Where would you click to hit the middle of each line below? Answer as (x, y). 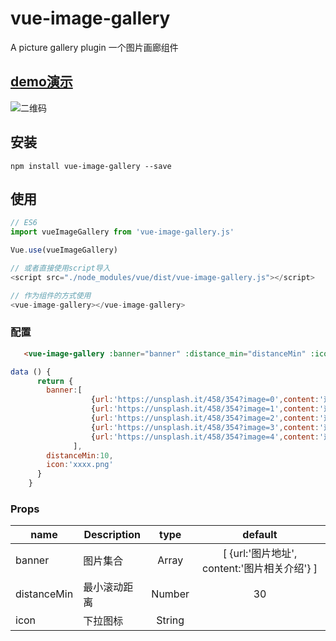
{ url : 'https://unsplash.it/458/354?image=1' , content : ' (207, 409)
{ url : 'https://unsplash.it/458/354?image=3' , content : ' (207, 427)
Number (170, 594)
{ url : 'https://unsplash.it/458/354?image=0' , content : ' (207, 400)
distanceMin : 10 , (80, 455)
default (260, 535)
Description (112, 535)
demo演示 (41, 82)
